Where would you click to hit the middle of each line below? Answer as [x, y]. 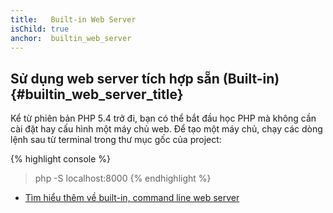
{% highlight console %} [61, 159]
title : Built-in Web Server [73, 19]
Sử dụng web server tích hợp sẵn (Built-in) [145, 78]
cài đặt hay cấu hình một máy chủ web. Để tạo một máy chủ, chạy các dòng [166, 129]
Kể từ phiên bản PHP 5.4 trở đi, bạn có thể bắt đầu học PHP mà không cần [163, 118]
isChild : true [40, 29]
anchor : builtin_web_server [71, 38]
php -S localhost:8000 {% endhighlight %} [123, 178]
